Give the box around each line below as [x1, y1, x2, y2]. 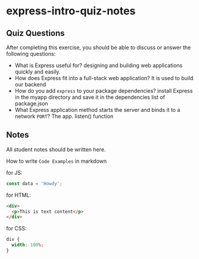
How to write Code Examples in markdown [6, 157, 107, 164]
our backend [14, 81, 46, 88]
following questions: [6, 50, 56, 57]
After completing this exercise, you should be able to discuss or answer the [6, 44, 191, 51]
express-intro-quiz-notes [6, 4, 136, 18]
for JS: [6, 169, 23, 176]
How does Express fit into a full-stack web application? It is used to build [14, 75, 194, 81]
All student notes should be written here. [6, 145, 106, 153]
